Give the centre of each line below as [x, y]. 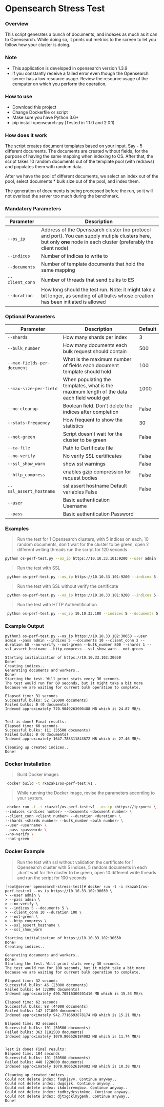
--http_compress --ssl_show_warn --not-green [96, 649]
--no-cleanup [23, 409]
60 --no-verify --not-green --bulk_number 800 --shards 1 [85, 645]
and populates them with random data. [44, 167]
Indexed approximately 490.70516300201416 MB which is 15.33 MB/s [74, 994]
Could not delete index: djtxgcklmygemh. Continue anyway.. [68, 1096]
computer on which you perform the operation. [59, 84]
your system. [30, 798]
